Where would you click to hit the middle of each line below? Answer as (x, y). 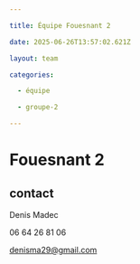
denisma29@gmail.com (53, 250)
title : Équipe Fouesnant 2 (60, 25)
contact (32, 193)
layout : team (34, 58)
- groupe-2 (38, 108)
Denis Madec (34, 215)
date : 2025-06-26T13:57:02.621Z (70, 42)
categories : (32, 75)
